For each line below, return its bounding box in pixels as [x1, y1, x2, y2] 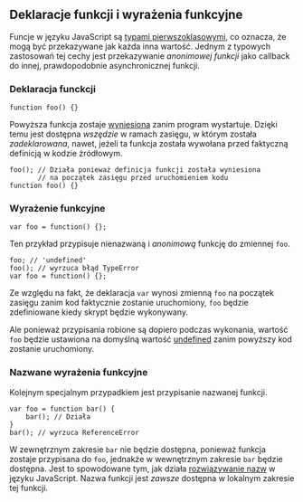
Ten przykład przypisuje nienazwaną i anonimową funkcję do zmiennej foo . [9, 239, 291, 250]
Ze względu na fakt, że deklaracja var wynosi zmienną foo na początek [9, 288, 274, 298]
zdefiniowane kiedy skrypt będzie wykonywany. [9, 307, 188, 317]
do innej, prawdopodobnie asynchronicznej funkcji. [9, 60, 201, 71]
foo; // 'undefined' [9, 256, 88, 265]
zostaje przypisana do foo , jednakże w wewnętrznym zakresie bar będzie [9, 453, 283, 464]
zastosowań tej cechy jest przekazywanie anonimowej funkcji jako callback [9, 50, 290, 62]
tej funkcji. [9, 482, 48, 493]
